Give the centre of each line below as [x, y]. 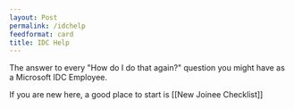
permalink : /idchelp [48, 26]
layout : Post [34, 17]
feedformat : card [42, 34]
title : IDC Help [39, 42]
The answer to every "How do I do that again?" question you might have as [147, 68]
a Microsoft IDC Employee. [59, 78]
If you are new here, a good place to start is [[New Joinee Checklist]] [136, 95]
